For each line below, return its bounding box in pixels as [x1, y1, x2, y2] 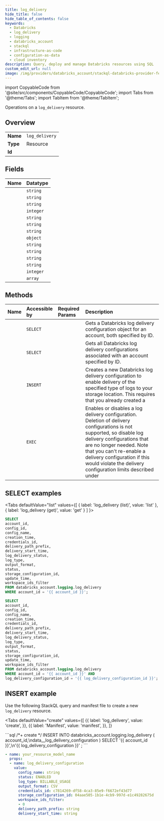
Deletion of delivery [85, 417, 130, 424]
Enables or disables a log [85, 405, 143, 412]
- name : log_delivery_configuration [9, 761, 84, 766]
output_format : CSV [18, 784, 58, 789]
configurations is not [85, 423, 133, 430]
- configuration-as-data [9, 52, 60, 58]
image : [5, 71, 19, 76]
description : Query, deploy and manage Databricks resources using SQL [5, 62, 154, 67]
